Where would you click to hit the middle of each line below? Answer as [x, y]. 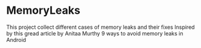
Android [16, 40]
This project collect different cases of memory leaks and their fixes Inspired [100, 27]
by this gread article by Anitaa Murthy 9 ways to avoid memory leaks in [95, 33]
